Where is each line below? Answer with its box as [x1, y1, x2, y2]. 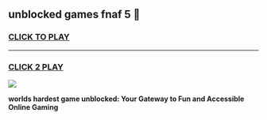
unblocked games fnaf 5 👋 [8, 8, 141, 21]
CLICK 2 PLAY [8, 61, 64, 72]
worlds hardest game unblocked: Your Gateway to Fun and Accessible [8, 94, 245, 103]
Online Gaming [8, 102, 59, 111]
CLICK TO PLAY [8, 32, 70, 43]
